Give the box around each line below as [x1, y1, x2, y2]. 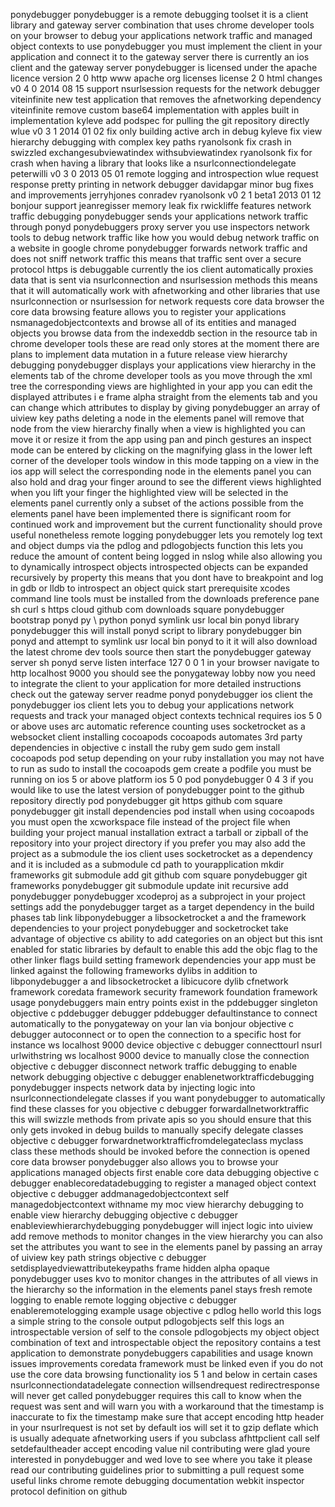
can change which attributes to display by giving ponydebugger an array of [10, 402, 321, 413]
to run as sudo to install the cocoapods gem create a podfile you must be [10, 763, 312, 774]
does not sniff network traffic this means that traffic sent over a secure [10, 253, 302, 264]
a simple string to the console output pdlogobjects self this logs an [10, 1315, 285, 1327]
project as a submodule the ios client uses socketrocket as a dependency [10, 848, 313, 859]
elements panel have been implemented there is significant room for [10, 508, 292, 519]
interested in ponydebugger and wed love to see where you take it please [10, 1454, 313, 1465]
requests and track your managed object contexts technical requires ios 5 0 [10, 710, 323, 721]
